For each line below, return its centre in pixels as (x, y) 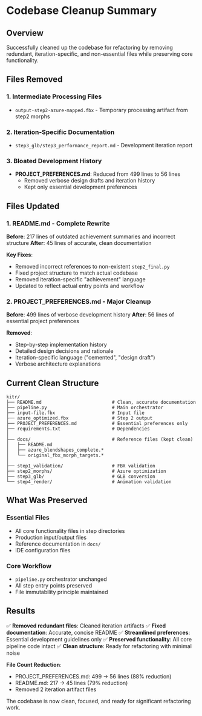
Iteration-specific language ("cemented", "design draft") (85, 358)
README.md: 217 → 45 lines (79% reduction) (71, 683)
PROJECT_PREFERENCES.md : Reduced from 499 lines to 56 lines (98, 174)
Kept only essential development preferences (80, 187)
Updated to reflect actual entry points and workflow (79, 286)
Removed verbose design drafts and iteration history (90, 181)
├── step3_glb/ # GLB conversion (81, 477)
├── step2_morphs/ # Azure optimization (86, 471)
